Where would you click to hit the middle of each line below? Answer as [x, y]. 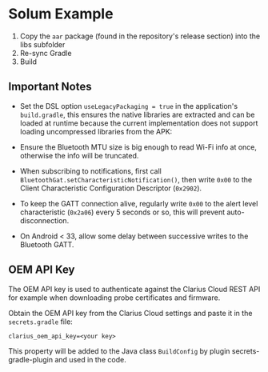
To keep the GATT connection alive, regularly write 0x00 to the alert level [139, 203]
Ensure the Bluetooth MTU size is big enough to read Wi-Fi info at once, [138, 147]
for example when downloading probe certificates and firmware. [114, 298]
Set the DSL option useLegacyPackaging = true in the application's [129, 106]
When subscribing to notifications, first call [90, 171]
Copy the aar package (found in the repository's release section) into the [140, 36]
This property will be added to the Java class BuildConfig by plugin [119, 351]
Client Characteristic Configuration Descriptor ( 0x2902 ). [111, 188]
